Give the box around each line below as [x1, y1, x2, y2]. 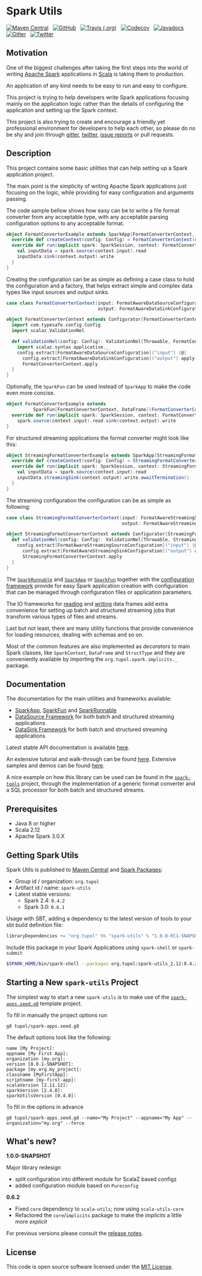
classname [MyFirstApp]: [6, 1071, 69, 1077]
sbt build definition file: [6, 922, 63, 928]
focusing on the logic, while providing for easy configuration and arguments [6, 188, 194, 196]
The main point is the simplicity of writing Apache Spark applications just [6, 182, 187, 190]
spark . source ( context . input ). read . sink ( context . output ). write [17, 418, 176, 424]
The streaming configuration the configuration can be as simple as [6, 496, 171, 504]
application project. [6, 170, 54, 178]
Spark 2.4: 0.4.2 [23, 897, 65, 904]
